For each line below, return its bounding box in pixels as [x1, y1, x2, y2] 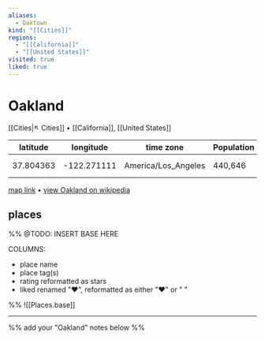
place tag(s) [19, 267, 59, 277]
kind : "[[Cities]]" [8, 26, 73, 34]
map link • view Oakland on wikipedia [8, 185, 131, 194]
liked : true [8, 63, 47, 71]
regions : [8, 33, 37, 42]
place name [19, 260, 58, 269]
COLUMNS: [8, 244, 46, 253]
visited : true [8, 56, 55, 64]
